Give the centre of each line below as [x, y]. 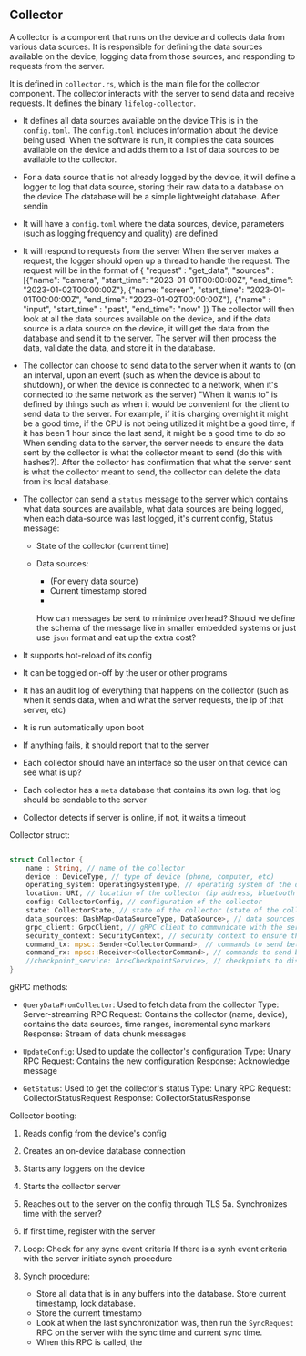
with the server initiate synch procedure [97, 1259]
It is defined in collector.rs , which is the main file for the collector [134, 83]
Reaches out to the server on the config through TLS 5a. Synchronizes [155, 1204]
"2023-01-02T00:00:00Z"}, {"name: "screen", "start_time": [133, 290]
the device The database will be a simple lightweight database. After [151, 196]
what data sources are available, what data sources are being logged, [153, 508]
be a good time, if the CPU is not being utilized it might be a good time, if [159, 423]
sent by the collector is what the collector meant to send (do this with [153, 452]
